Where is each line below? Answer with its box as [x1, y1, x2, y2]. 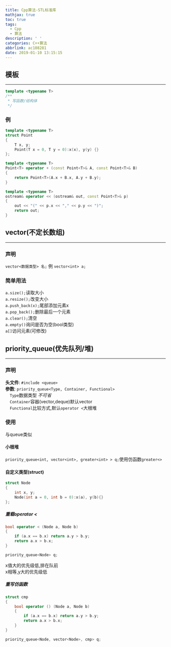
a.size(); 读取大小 [5, 290, 44, 296]
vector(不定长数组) [5, 228, 65, 237]
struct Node [5, 480, 31, 486]
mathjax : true [5, 12, 36, 17]
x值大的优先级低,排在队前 [5, 562, 59, 568]
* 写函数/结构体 [7, 98, 37, 103]
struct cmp [5, 594, 28, 600]
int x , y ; [14, 490, 36, 495]
